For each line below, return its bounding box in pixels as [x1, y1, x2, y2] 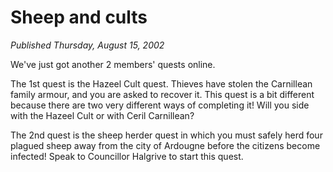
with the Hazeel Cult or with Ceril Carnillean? [10, 109, 195, 121]
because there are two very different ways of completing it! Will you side [10, 99, 310, 111]
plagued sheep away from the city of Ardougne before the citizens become [10, 139, 321, 151]
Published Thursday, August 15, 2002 [10, 39, 165, 51]
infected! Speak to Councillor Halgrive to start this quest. [10, 150, 244, 162]
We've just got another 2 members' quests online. [10, 58, 216, 70]
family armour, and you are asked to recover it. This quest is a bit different [10, 88, 315, 100]
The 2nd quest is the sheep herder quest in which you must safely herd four [10, 129, 323, 141]
